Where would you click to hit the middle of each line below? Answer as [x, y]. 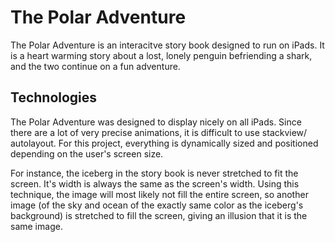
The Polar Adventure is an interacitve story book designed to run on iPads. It [167, 45]
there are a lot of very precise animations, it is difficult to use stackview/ [159, 132]
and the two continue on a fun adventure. [95, 66]
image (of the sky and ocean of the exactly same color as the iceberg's [157, 205]
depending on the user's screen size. [87, 153]
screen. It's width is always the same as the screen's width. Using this [155, 183]
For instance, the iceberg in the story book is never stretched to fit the [154, 173]
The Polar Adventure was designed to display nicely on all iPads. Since [156, 122]
